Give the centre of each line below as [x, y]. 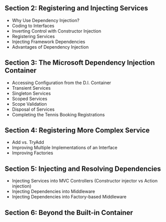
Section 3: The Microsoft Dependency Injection [80, 63]
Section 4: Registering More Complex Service [77, 131]
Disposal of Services [33, 109]
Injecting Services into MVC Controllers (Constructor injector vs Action [85, 181]
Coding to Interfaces [33, 26]
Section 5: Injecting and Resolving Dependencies [83, 169]
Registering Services [33, 36]
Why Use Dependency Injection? [45, 20]
